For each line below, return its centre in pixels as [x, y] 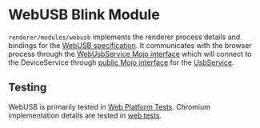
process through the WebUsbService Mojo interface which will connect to [130, 54]
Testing [28, 88]
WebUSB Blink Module [84, 15]
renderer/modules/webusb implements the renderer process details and [124, 37]
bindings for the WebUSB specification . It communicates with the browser [130, 45]
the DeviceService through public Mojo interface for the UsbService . [121, 62]
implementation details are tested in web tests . [85, 115]
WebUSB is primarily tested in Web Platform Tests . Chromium [109, 106]
